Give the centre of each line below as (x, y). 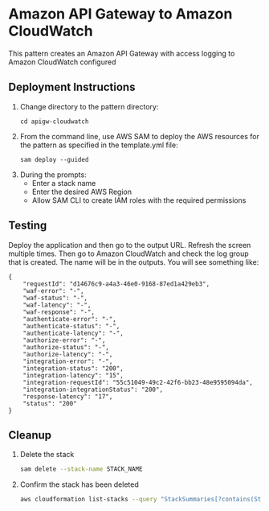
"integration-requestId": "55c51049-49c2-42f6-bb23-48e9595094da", (138, 382)
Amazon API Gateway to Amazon (120, 14)
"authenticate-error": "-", (69, 319)
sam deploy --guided (54, 159)
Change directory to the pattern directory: (89, 106)
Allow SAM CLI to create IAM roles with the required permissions (139, 200)
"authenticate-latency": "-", (73, 333)
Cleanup (30, 435)
